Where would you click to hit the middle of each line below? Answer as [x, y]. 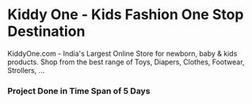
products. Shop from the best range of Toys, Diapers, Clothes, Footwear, [126, 62]
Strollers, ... [26, 70]
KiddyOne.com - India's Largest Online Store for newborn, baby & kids [122, 53]
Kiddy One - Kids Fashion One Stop [126, 15]
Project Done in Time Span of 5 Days [79, 91]
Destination [46, 31]
